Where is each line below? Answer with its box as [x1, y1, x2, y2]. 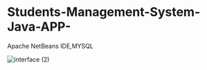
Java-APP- [7, 19, 71, 35]
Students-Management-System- [7, 4, 201, 20]
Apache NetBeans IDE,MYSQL [7, 42, 93, 50]
